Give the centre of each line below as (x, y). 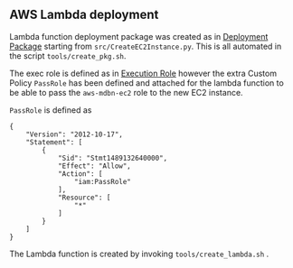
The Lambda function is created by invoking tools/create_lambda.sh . (139, 254)
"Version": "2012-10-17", (75, 134)
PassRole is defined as (51, 110)
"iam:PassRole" (102, 181)
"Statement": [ (54, 142)
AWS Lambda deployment (84, 15)
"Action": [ (80, 174)
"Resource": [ (84, 198)
